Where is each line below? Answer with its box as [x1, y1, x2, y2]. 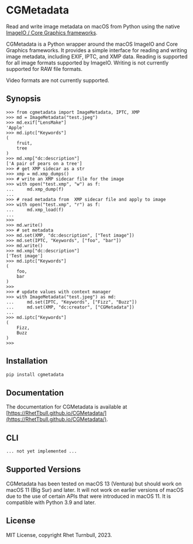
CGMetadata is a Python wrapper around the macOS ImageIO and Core [6, 40, 178, 47]
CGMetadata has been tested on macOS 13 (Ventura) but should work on [6, 480, 182, 487]
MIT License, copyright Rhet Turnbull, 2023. [6, 531, 112, 538]
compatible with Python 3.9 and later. [6, 499, 96, 506]
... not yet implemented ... [6, 448, 77, 454]
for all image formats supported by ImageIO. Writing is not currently [6, 59, 169, 66]
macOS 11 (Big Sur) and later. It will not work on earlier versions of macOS [6, 486, 184, 493]
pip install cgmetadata [6, 372, 64, 378]
